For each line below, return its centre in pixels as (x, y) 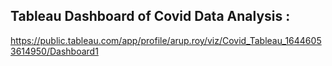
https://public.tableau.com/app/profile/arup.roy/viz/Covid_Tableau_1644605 (166, 40)
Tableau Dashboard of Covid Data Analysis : (150, 16)
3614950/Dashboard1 (54, 51)
